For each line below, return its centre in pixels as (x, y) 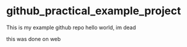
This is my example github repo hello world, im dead (71, 27)
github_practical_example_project (93, 11)
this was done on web (34, 39)
